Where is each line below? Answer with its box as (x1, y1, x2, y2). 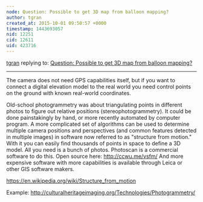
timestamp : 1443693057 (6, 25, 63, 32)
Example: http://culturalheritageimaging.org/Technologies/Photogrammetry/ (6, 189, 196, 196)
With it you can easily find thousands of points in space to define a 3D (6, 140, 181, 147)
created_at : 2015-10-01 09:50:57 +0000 (6, 20, 107, 26)
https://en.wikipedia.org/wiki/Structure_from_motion (6, 177, 137, 184)
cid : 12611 (6, 37, 34, 43)
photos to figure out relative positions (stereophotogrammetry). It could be (6, 107, 192, 115)
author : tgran (6, 15, 42, 21)
